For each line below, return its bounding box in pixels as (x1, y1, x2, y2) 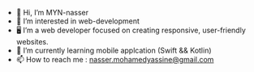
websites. (15, 37, 49, 46)
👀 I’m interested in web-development (15, 16, 140, 26)
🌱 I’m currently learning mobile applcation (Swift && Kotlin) (15, 45, 213, 55)
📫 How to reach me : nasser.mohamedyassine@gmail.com (15, 55, 214, 64)
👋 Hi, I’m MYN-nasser (15, 8, 89, 17)
